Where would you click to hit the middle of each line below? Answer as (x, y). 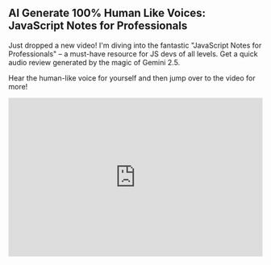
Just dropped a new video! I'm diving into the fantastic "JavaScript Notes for (135, 45)
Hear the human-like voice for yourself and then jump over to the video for (132, 78)
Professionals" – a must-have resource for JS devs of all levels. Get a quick (133, 54)
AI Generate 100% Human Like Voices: (107, 13)
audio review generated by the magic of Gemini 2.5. (94, 62)
